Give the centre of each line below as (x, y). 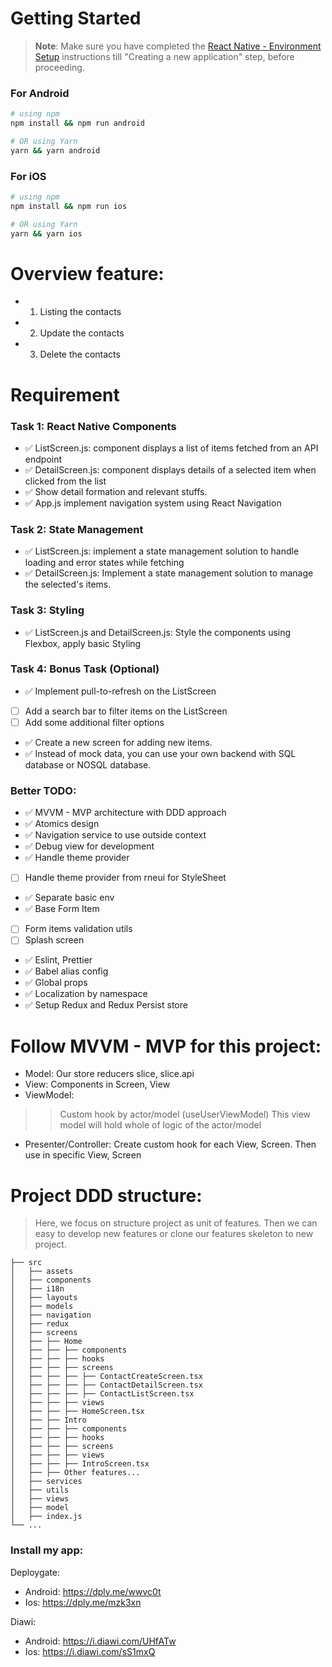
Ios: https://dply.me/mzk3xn (83, 1602)
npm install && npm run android (77, 123)
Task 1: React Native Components (93, 426)
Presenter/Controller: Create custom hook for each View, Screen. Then (170, 1144)
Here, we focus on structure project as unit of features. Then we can (176, 1223)
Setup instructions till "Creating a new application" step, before (164, 56)
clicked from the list (65, 481)
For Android (40, 93)
